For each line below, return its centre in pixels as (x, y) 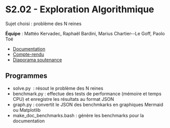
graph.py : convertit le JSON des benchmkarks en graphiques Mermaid (88, 104)
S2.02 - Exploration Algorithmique (80, 9)
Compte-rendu (28, 54)
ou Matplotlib (27, 110)
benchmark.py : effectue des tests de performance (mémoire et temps (87, 94)
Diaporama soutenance (37, 59)
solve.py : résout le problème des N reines (58, 88)
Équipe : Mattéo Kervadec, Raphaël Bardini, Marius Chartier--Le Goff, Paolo (85, 33)
